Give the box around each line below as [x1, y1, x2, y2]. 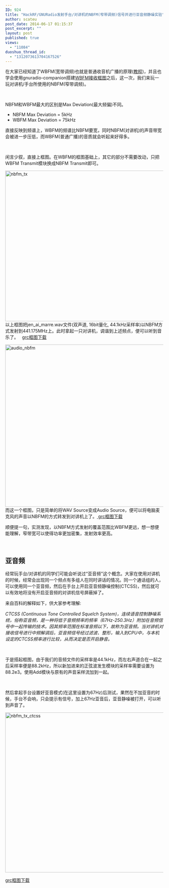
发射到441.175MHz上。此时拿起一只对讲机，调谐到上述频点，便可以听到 [9, 328, 157, 334]
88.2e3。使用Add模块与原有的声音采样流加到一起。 [5, 669, 112, 675]
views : [5, 40, 19, 45]
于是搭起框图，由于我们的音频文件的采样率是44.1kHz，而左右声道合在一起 [5, 657, 158, 663]
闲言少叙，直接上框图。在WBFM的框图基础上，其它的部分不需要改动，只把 [5, 154, 159, 160]
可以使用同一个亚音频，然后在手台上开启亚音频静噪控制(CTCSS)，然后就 [5, 583, 155, 589]
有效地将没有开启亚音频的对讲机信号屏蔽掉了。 [9, 590, 106, 596]
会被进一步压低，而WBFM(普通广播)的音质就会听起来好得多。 [5, 134, 132, 140]
